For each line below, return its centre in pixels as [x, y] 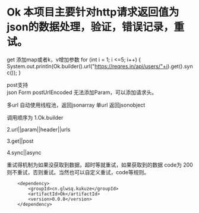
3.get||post [20, 141]
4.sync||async [24, 152]
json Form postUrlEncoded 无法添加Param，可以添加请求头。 [82, 92]
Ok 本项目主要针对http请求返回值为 [93, 12]
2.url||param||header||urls [39, 129]
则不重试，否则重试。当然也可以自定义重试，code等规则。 [78, 172]
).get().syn [180, 66]
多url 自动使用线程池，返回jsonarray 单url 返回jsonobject [76, 105]
